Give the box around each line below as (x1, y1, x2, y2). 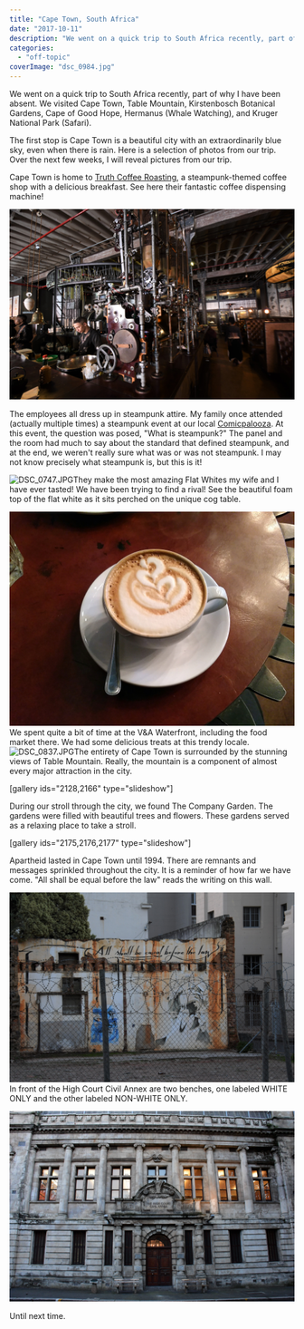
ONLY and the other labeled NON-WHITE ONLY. (9, 1093, 188, 1104)
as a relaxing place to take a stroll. (9, 820, 137, 830)
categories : (9, 44, 54, 53)
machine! (9, 191, 44, 201)
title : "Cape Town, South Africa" (9, 15, 140, 24)
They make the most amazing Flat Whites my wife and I (72, 474, 280, 485)
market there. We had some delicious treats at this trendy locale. (9, 736, 251, 747)
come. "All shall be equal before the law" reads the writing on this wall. (9, 874, 273, 885)
